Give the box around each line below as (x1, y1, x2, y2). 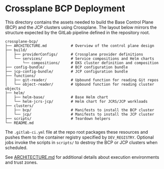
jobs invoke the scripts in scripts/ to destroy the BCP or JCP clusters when (5, 139, 158, 145)
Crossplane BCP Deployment (5, 3, 125, 14)
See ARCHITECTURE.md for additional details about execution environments (5, 154, 160, 160)
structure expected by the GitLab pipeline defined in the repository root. (5, 29, 150, 35)
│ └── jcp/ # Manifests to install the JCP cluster (5, 112, 154, 117)
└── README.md (5, 121, 34, 125)
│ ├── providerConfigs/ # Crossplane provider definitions (5, 52, 143, 57)
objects (5, 86, 21, 91)
